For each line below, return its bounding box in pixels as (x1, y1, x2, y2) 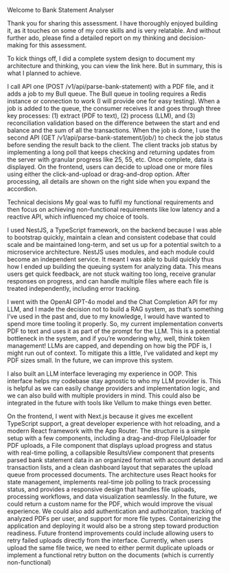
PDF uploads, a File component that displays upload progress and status (7, 442, 213, 449)
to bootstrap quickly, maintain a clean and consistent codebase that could (7, 233, 216, 241)
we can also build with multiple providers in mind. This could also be (7, 391, 200, 400)
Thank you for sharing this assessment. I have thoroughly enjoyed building (7, 19, 218, 27)
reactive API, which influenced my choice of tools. (7, 213, 149, 221)
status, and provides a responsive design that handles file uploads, (7, 485, 197, 493)
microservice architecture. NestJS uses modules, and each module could (7, 248, 215, 256)
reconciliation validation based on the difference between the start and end (7, 119, 220, 127)
